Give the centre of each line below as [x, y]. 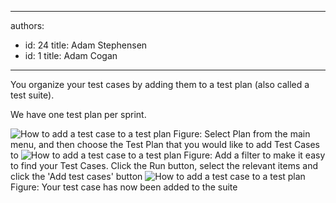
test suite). [32, 95]
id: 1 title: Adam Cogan [71, 55]
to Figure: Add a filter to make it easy [168, 155]
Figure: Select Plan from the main [242, 134]
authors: [27, 25]
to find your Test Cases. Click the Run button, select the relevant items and [164, 165]
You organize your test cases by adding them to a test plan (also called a [160, 84]
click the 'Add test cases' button [76, 176]
